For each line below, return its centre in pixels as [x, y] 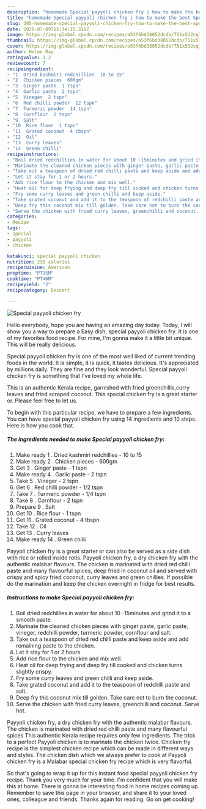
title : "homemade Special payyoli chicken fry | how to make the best [99, 18]
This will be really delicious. [42, 344]
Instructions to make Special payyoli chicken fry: [71, 597]
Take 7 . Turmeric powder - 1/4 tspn [61, 493]
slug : [14, 23]
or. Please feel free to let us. [42, 401]
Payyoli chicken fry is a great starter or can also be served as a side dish [98, 551]
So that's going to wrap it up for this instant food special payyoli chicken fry [102, 773]
